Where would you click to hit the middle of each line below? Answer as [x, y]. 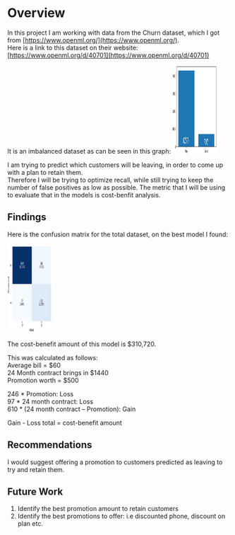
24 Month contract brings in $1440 [58, 372]
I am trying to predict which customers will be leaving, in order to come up [115, 165]
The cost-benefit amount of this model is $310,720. [82, 344]
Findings [27, 217]
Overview [36, 13]
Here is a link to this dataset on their [60, 47]
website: [126, 47]
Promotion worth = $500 [43, 380]
